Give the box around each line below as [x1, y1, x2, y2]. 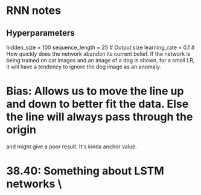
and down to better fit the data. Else [6, 97, 189, 111]
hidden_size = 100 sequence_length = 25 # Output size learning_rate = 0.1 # [6, 44, 195, 51]
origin [6, 123, 36, 137]
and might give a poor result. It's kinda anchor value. [6, 143, 138, 150]
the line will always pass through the [6, 110, 193, 124]
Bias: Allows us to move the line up [6, 84, 184, 98]
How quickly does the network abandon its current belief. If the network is [6, 50, 191, 58]
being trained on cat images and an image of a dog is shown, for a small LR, [6, 57, 195, 64]
